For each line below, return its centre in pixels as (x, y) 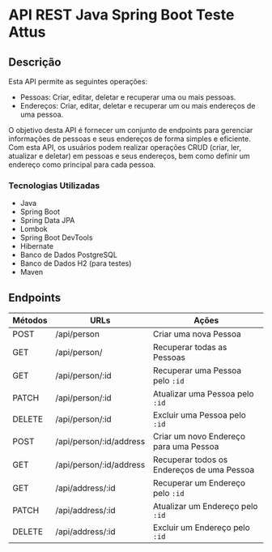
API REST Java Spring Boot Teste (121, 15)
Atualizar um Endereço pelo (205, 507)
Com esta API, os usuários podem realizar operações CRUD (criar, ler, (125, 147)
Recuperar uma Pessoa (197, 370)
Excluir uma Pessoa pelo (200, 415)
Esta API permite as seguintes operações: (78, 81)
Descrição (35, 62)
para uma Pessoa (186, 447)
